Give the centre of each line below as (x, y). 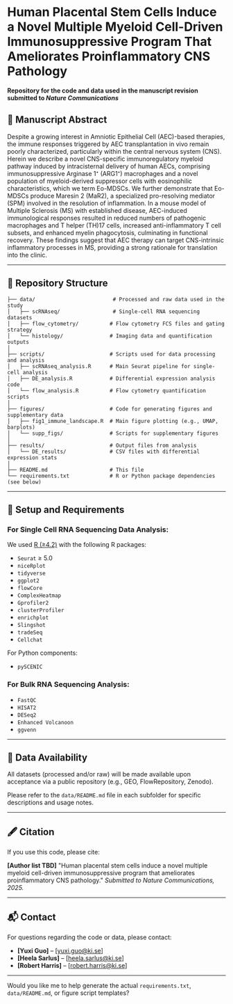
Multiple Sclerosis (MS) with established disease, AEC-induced (97, 210)
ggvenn (27, 730)
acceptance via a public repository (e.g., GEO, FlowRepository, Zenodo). (110, 782)
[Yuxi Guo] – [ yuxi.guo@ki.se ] (60, 950)
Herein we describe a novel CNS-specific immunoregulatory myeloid (105, 159)
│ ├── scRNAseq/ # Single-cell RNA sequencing (103, 311)
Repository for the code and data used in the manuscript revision (103, 90)
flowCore (30, 589)
